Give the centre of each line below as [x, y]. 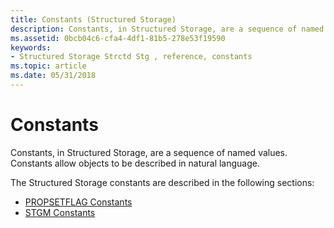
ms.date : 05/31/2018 [53, 76]
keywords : [31, 47]
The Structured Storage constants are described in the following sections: [162, 182]
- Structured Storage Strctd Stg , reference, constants [131, 57]
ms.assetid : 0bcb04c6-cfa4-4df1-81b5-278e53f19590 [118, 38]
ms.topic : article [48, 66]
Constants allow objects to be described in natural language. [135, 163]
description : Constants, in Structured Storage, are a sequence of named [167, 29]
